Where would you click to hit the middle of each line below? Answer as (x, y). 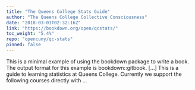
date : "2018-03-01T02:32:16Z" (44, 22)
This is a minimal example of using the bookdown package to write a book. (97, 61)
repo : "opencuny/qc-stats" (40, 39)
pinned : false (24, 45)
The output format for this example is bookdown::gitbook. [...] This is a (92, 67)
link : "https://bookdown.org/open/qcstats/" (62, 28)
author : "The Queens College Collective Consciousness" (77, 17)
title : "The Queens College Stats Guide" (58, 12)
